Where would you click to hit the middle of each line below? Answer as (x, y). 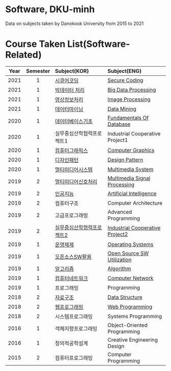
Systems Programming (135, 316)
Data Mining (122, 109)
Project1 (118, 140)
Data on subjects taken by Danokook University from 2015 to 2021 (75, 23)
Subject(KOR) (72, 71)
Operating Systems (131, 244)
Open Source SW (128, 253)
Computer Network (131, 278)
